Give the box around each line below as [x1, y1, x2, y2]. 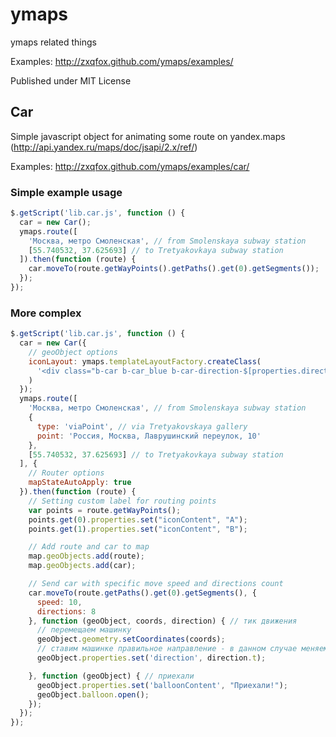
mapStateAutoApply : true [28, 478, 132, 488]
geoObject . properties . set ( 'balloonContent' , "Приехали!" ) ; [36, 680, 288, 690]
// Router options [28, 468, 105, 478]
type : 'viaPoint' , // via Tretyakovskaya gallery [36, 421, 248, 432]
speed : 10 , [36, 597, 83, 607]
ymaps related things [10, 36, 97, 48]
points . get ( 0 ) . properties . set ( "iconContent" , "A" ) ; [28, 514, 248, 525]
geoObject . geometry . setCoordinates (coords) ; [36, 634, 226, 645]
